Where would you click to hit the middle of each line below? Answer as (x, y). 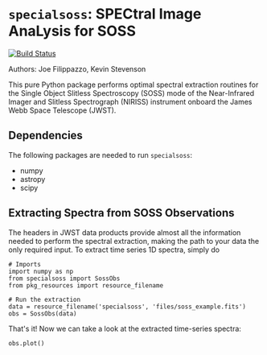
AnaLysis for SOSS (72, 31)
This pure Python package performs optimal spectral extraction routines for (133, 85)
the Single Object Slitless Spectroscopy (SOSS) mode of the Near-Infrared (131, 93)
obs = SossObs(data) (43, 314)
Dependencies (45, 136)
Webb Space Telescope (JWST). (62, 110)
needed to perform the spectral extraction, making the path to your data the (134, 241)
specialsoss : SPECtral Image (105, 14)
